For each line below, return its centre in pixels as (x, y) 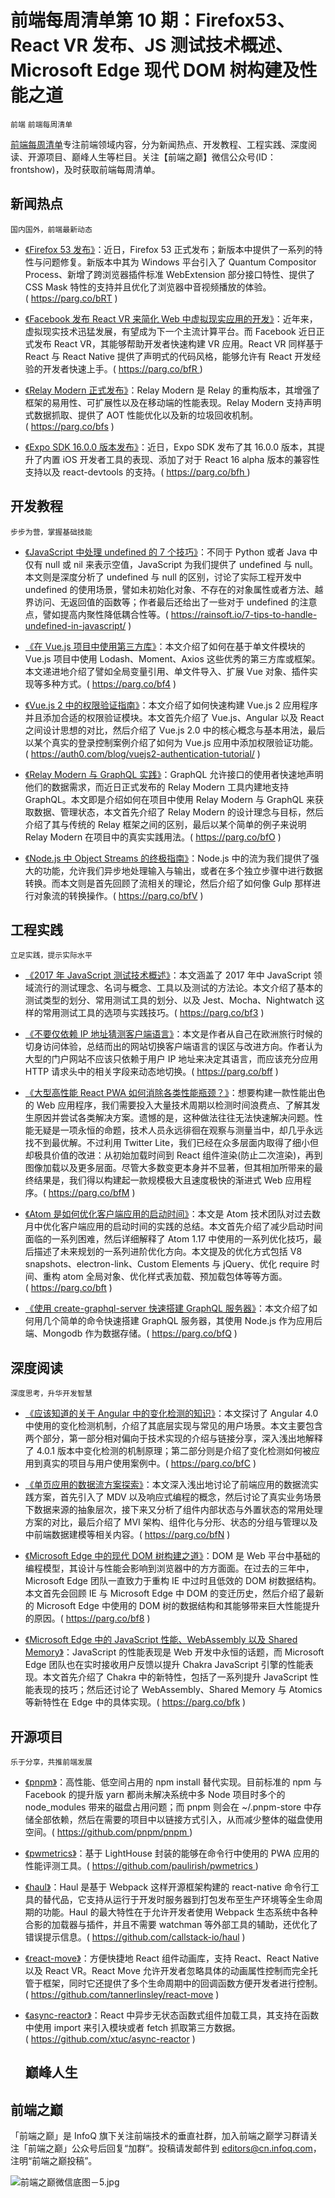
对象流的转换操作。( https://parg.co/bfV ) (118, 895)
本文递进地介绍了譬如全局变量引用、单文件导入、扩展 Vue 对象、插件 (167, 671)
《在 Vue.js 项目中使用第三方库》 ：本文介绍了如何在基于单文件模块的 (165, 646)
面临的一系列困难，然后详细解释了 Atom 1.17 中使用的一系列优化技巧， (169, 1239)
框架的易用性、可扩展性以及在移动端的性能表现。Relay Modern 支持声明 (173, 402)
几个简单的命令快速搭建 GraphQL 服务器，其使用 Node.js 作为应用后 (182, 1321)
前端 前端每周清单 (41, 124)
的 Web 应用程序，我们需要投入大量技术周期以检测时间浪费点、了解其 (168, 1105)
